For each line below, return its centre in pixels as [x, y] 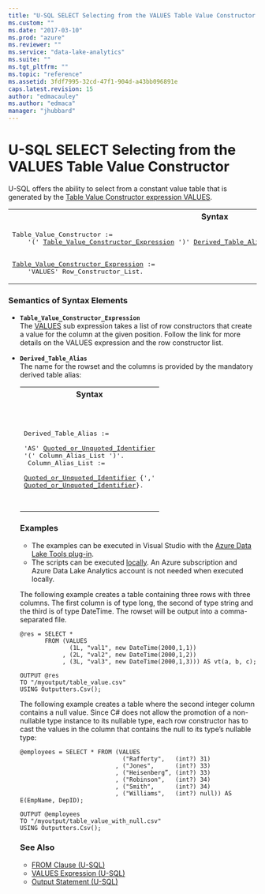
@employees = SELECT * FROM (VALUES [80, 752]
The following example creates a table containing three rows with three [135, 594]
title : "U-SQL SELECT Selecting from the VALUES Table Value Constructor [132, 15]
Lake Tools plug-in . [63, 554]
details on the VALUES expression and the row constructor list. [121, 343]
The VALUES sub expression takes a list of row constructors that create [136, 326]
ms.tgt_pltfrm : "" [38, 67]
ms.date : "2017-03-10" [45, 30]
